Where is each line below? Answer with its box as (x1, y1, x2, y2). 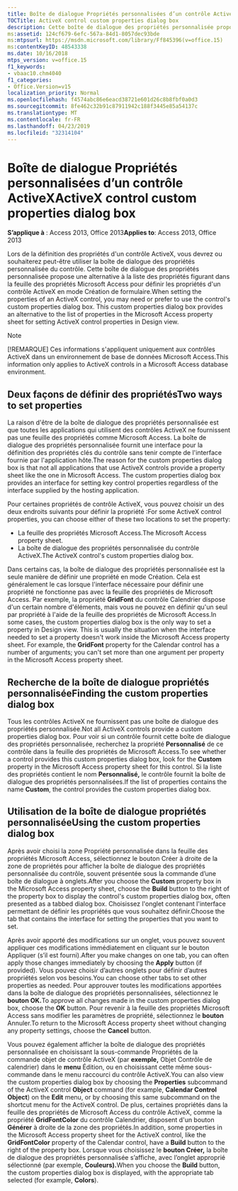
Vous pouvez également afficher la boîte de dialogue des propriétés (7, 1040, 205, 1048)
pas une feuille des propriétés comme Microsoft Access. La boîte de (7, 434, 207, 442)
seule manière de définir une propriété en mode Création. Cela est (7, 573, 200, 581)
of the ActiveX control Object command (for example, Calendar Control (7, 1085, 217, 1094)
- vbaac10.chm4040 (7, 70, 62, 77)
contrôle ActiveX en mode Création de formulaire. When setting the (7, 287, 202, 296)
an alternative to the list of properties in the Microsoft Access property (7, 310, 213, 319)
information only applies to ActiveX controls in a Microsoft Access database (7, 360, 229, 369)
